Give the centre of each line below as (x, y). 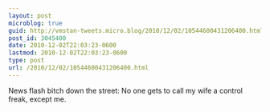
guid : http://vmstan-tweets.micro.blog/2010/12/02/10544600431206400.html (136, 30)
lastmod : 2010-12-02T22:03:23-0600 (68, 53)
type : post (27, 61)
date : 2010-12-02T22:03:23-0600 (62, 46)
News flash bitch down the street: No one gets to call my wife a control (126, 90)
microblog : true (35, 23)
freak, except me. (37, 99)
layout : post (30, 16)
